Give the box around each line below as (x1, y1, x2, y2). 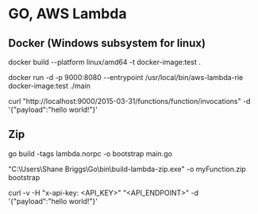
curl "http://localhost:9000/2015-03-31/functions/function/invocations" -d (8, 97, 251, 105)
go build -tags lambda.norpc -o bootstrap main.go (8, 148, 173, 159)
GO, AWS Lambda (8, 5, 127, 23)
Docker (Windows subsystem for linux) (8, 36, 206, 50)
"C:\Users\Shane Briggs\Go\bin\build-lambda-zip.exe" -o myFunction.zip (8, 164, 246, 174)
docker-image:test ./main (8, 81, 91, 90)
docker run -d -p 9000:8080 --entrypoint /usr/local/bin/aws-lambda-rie (8, 73, 244, 82)
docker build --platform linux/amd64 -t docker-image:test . (8, 57, 201, 67)
